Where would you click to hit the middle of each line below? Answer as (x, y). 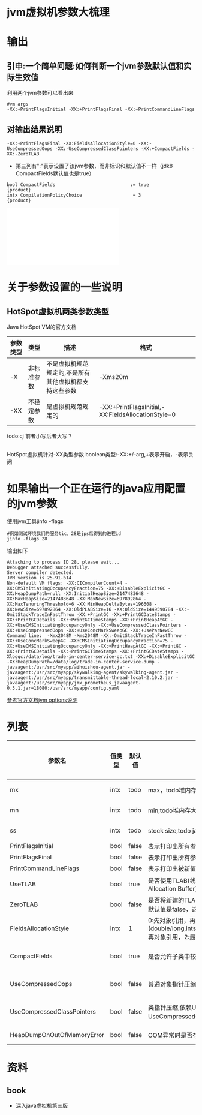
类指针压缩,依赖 (170, 1008)
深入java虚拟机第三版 (42, 1106)
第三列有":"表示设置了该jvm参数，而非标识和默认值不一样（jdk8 (94, 166)
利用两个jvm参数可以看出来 (40, 93)
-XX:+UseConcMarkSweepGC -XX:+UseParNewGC (119, 630)
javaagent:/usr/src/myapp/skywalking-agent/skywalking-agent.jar (90, 672)
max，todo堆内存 (172, 791)
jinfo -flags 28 (27, 539)
